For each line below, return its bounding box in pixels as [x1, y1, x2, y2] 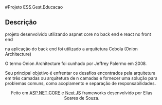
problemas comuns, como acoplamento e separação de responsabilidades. [5, 80, 156, 86]
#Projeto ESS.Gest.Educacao [5, 4, 63, 10]
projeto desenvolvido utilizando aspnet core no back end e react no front [5, 31, 152, 37]
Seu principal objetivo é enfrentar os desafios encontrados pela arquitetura [5, 70, 156, 76]
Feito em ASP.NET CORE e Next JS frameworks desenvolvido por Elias [11, 90, 153, 96]
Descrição [5, 18, 37, 26]
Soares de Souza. [64, 95, 100, 101]
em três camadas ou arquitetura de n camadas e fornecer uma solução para [5, 75, 158, 81]
